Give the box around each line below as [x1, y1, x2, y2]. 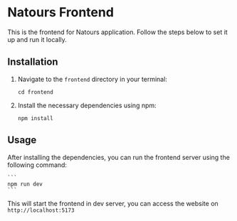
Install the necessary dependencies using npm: [17, 101, 157, 109]
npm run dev [7, 180, 43, 188]
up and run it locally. [7, 35, 68, 43]
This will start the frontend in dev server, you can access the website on [7, 199, 218, 207]
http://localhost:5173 [7, 207, 75, 214]
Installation [7, 56, 58, 68]
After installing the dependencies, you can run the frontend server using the [7, 153, 230, 161]
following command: [7, 161, 68, 169]
